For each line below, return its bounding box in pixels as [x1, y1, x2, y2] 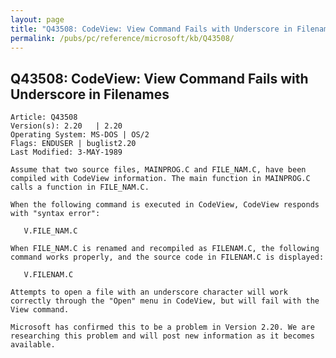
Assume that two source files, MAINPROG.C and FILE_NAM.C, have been [10, 165, 307, 175]
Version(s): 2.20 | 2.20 [10, 121, 123, 131]
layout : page [10, 14, 65, 25]
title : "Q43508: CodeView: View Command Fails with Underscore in [10, 24, 293, 34]
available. [10, 340, 56, 350]
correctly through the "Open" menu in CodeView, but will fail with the [10, 296, 320, 306]
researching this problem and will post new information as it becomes [10, 331, 315, 341]
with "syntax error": [10, 209, 101, 219]
